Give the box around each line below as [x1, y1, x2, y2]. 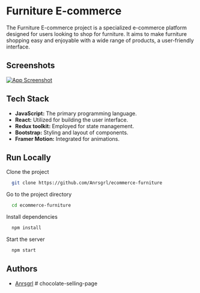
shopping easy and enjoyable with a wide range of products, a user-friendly [6, 37, 194, 44]
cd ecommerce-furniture [11, 203, 71, 209]
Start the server [6, 235, 45, 243]
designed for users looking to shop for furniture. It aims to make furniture [6, 30, 187, 37]
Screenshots [6, 61, 55, 71]
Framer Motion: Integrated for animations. [14, 135, 120, 142]
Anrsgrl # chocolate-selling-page [14, 280, 98, 287]
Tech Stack [6, 94, 49, 104]
